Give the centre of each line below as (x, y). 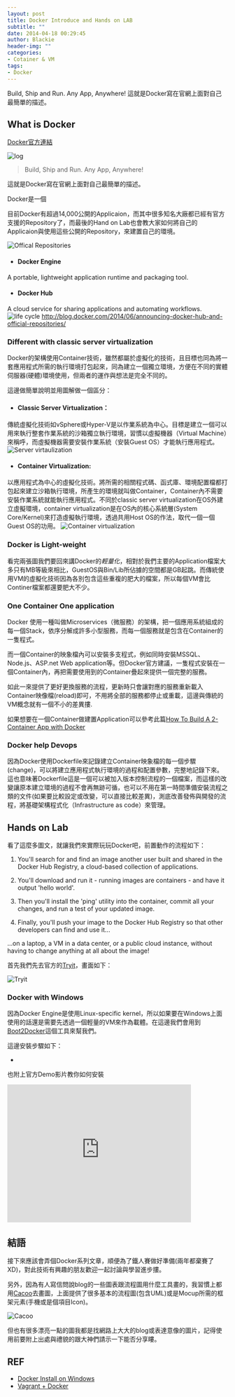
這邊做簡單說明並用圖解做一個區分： (59, 390)
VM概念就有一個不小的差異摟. (50, 704)
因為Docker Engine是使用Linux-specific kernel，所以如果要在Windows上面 (115, 1014)
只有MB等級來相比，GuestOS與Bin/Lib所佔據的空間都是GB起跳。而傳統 (115, 570)
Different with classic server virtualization (80, 342)
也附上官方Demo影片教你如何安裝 (56, 1074)
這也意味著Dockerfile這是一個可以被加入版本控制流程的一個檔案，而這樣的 (114, 779)
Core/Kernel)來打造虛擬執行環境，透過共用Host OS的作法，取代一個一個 (111, 517)
